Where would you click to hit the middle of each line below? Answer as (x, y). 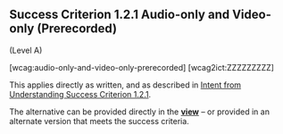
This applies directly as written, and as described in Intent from (125, 85)
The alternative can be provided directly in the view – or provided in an (140, 112)
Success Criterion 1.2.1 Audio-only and (120, 15)
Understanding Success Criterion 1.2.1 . (80, 94)
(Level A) (26, 50)
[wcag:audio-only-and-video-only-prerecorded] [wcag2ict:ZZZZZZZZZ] (142, 67)
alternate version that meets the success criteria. (99, 121)
